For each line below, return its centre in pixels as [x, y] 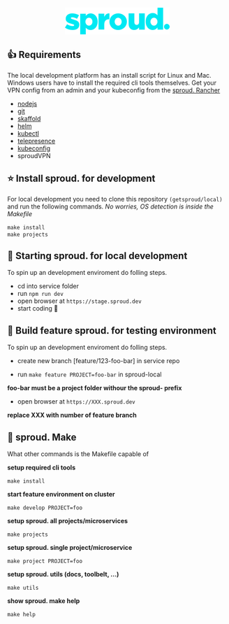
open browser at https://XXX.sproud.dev [76, 402]
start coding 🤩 [38, 309]
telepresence [36, 141]
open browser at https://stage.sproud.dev [79, 301]
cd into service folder [48, 286]
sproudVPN [34, 155]
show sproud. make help [44, 601]
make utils [23, 588]
